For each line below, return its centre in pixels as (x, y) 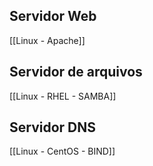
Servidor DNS (52, 127)
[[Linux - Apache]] (47, 40)
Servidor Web (53, 16)
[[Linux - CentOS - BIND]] (62, 151)
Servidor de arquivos (76, 72)
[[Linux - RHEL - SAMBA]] (63, 96)
